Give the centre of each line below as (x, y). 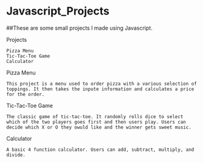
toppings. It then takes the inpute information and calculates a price (100, 89)
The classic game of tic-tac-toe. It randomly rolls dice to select (95, 116)
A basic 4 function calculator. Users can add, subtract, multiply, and (100, 150)
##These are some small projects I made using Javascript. (80, 28)
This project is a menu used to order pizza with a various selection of (102, 84)
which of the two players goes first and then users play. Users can (96, 122)
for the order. (26, 94)
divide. (16, 155)
